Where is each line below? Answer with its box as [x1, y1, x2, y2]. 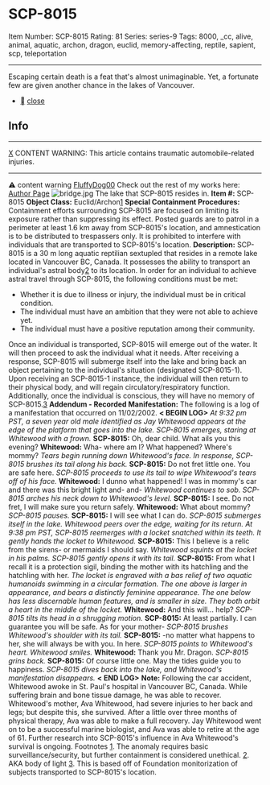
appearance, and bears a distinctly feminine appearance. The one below [8, 587, 252, 597]
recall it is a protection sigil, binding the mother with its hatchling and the [8, 561, 249, 572]
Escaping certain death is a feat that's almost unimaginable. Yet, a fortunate [8, 72, 259, 81]
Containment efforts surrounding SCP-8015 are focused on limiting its [8, 205, 239, 215]
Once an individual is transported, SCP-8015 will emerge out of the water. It [8, 339, 258, 349]
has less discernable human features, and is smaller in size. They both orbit [8, 596, 260, 605]
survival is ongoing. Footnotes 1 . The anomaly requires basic [8, 742, 209, 751]
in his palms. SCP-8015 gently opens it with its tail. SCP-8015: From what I [8, 553, 256, 563]
